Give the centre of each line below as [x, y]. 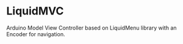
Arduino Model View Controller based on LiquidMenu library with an [91, 28]
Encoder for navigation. [36, 34]
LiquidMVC [35, 11]
